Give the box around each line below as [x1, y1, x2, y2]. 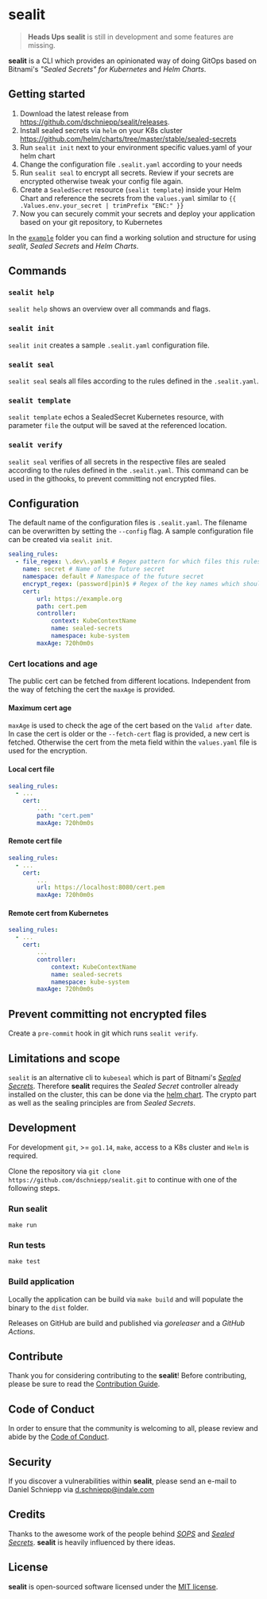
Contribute [8, 1350, 64, 1364]
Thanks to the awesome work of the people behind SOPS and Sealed [8, 1529, 234, 1538]
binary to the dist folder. [8, 1302, 89, 1312]
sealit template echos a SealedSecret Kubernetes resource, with [8, 412, 224, 422]
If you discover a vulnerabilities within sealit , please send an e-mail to [8, 1476, 237, 1486]
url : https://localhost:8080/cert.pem [37, 883, 165, 892]
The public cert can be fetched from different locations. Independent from [8, 676, 251, 686]
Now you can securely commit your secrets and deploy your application [19, 209, 256, 218]
